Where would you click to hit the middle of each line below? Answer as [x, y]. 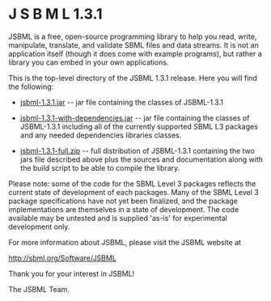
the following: [31, 87]
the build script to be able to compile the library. [100, 167]
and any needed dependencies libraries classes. [101, 135]
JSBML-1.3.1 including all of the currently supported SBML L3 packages [139, 126]
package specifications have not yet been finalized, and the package [123, 201]
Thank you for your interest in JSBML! [72, 273]
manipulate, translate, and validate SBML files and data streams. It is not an [133, 45]
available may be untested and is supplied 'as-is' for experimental [118, 218]
